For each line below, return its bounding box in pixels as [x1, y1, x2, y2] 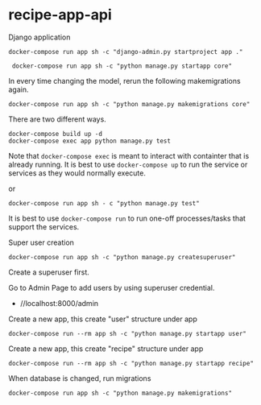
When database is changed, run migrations [8, 373, 151, 383]
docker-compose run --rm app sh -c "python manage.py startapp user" [8, 329, 247, 337]
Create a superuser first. [8, 267, 90, 277]
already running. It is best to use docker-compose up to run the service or [8, 159, 248, 169]
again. [8, 85, 30, 94]
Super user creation [8, 238, 75, 247]
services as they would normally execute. [8, 167, 147, 178]
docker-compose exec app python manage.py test [8, 137, 172, 145]
